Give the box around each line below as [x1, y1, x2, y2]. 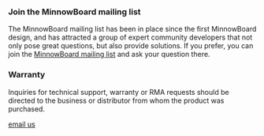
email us [8, 119, 35, 129]
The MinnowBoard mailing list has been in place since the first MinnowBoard [8, 25, 257, 34]
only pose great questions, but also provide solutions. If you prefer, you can [8, 41, 254, 51]
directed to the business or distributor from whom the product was [8, 96, 225, 105]
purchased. [8, 104, 46, 113]
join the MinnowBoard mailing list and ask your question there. [8, 50, 210, 59]
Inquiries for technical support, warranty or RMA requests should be [8, 87, 230, 96]
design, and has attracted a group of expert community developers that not [8, 32, 253, 42]
